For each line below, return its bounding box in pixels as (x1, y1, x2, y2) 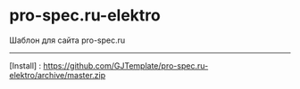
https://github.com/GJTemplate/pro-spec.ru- (43, 60, 209, 71)
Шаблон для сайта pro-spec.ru (9, 35, 126, 45)
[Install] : (9, 60, 42, 71)
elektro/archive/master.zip (9, 69, 106, 80)
